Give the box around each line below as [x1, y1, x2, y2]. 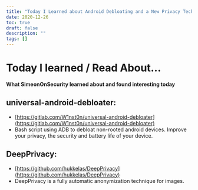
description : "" [6, 31, 46, 36]
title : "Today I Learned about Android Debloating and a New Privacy [6, 8, 181, 15]
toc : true [6, 19, 31, 25]
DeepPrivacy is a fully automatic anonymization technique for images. [14, 177, 184, 184]
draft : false [6, 25, 38, 31]
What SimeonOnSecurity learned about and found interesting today [6, 81, 176, 88]
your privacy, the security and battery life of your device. [14, 132, 153, 139]
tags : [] [6, 36, 28, 42]
